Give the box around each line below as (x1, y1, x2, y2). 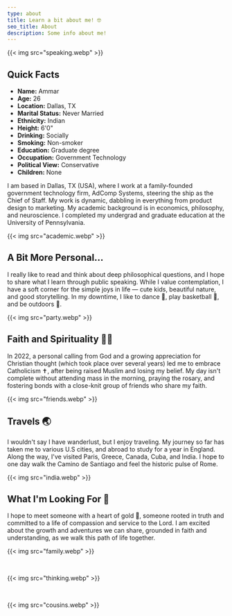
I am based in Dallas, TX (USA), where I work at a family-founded (7, 182, 193, 190)
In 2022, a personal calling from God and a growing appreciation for (7, 352, 201, 360)
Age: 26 (17, 94, 41, 103)
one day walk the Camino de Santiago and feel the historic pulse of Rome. (7, 459, 218, 468)
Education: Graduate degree (17, 146, 100, 155)
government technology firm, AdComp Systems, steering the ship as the (7, 189, 214, 198)
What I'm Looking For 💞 (7, 493, 109, 505)
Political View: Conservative (17, 161, 99, 169)
